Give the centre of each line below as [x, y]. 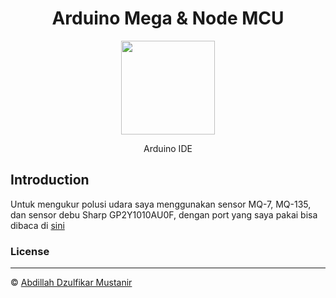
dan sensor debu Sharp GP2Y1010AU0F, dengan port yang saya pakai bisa [164, 214]
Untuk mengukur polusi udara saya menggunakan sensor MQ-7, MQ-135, [161, 204]
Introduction [50, 180]
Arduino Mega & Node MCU [168, 18]
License [30, 251]
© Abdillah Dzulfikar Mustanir [71, 283]
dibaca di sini [37, 225]
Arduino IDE [168, 148]
